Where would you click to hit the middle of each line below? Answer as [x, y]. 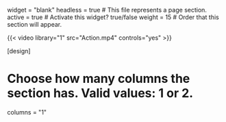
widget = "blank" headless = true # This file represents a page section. [107, 10]
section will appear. [35, 24]
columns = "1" [27, 112]
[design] [19, 51]
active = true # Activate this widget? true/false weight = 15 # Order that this [113, 17]
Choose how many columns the [99, 79]
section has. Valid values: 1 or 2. [100, 94]
